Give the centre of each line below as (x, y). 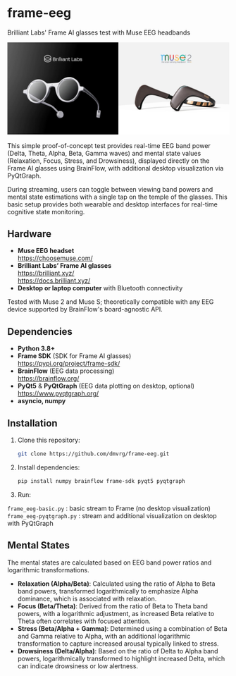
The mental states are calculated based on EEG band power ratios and (110, 563)
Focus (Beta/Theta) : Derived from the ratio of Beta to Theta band (112, 606)
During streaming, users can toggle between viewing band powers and (110, 189)
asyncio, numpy (42, 401)
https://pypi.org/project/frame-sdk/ (69, 364)
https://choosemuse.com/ (55, 258)
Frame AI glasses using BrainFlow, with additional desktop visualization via (116, 168)
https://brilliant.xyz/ (46, 274)
